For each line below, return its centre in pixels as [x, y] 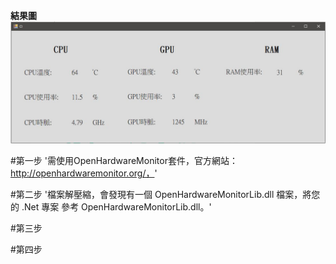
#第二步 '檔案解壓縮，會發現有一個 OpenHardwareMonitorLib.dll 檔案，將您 [165, 194]
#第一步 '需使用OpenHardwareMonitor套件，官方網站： [124, 160]
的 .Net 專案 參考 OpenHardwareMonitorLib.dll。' [111, 206]
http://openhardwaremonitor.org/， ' [84, 173]
